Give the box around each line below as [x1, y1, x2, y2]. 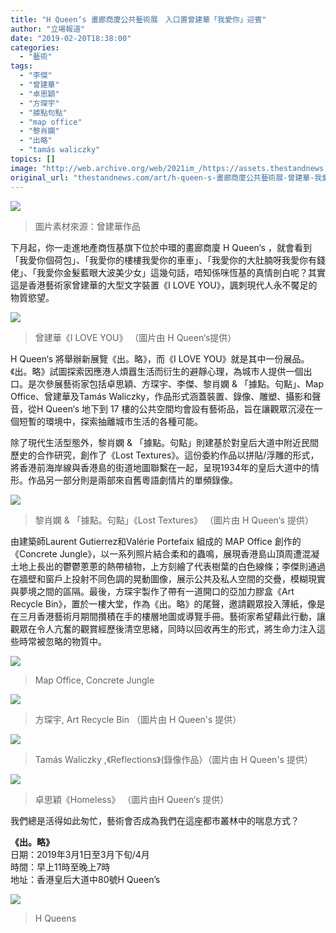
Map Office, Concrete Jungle [34, 674, 155, 686]
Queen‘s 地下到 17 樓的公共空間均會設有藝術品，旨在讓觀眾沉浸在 [45, 402, 315, 415]
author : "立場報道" [10, 24, 86, 34]
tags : [10, 61, 33, 71]
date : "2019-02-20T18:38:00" [10, 33, 132, 43]
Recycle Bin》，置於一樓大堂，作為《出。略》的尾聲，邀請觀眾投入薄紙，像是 [10, 597, 326, 610]
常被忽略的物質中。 [27, 635, 107, 647]
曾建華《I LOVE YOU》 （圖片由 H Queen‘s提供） [34, 331, 237, 343]
